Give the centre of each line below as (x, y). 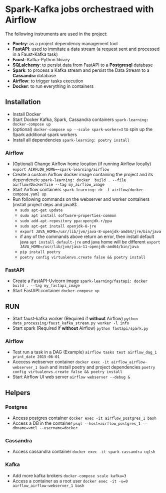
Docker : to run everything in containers (53, 86)
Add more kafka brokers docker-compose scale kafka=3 (69, 475)
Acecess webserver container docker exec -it (61, 362)
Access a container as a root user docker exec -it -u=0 (70, 481)
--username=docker (58, 428)
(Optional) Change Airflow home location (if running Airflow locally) (82, 164)
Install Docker (26, 114)
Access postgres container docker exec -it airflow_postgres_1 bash (84, 418)
